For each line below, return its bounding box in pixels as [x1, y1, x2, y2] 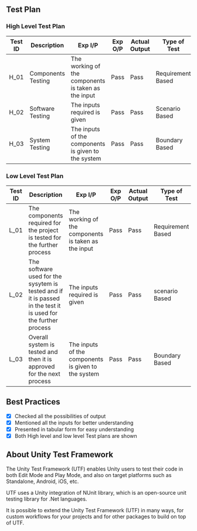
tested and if [28, 287, 63, 295]
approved [28, 362, 55, 370]
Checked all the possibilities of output [14, 413, 106, 420]
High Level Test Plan [6, 22, 66, 30]
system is [28, 340, 55, 348]
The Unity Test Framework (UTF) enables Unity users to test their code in [6, 465, 184, 472]
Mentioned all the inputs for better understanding [14, 419, 134, 426]
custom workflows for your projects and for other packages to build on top [6, 513, 186, 520]
